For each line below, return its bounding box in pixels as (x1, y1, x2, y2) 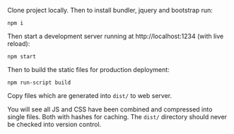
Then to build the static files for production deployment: (7, 66, 170, 73)
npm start (7, 53, 37, 60)
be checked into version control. (7, 120, 102, 128)
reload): (7, 39, 30, 48)
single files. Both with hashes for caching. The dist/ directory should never (7, 113, 228, 121)
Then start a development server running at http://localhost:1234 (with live (7, 32, 224, 40)
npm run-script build (7, 79, 71, 86)
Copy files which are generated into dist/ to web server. (7, 92, 172, 99)
